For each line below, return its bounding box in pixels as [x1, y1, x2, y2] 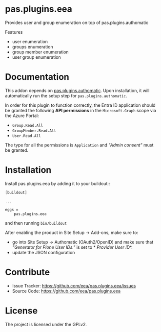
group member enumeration [12, 49, 69, 55]
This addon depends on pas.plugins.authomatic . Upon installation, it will [5, 87, 150, 94]
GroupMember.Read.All [12, 128, 56, 133]
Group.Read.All [12, 123, 43, 128]
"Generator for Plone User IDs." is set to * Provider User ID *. [12, 244, 133, 250]
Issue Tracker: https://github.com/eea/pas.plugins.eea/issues [12, 283, 136, 288]
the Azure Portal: [5, 113, 39, 119]
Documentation [5, 71, 70, 83]
